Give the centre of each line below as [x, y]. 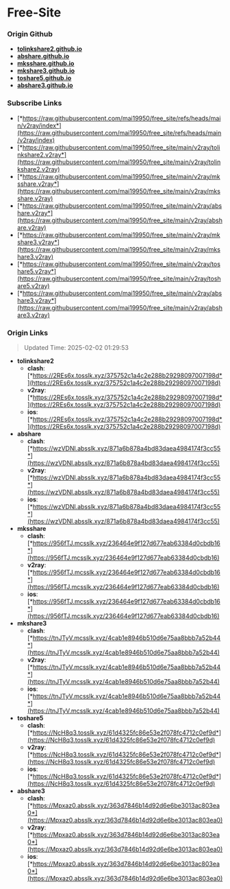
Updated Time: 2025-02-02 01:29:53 [76, 348]
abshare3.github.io [45, 85]
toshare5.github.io [44, 78]
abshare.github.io [43, 56]
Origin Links [28, 333]
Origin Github [30, 34]
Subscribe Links [35, 103]
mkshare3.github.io [46, 71]
